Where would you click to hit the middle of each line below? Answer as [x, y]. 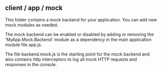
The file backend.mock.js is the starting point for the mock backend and [77, 54]
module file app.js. [24, 45]
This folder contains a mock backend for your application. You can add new [81, 19]
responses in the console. [31, 64]
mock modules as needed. [32, 25]
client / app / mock [34, 8]
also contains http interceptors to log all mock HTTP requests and [71, 59]
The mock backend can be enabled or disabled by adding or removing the [80, 34]
